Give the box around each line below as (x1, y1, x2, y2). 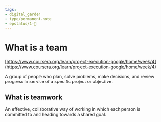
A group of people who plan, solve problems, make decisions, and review (5, 74, 155, 80)
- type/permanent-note (5, 16, 52, 21)
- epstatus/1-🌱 (5, 21, 37, 26)
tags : (5, 7, 16, 12)
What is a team (5, 42, 68, 53)
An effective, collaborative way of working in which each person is (5, 106, 141, 112)
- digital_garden (5, 12, 41, 17)
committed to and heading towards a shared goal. (5, 112, 106, 117)
